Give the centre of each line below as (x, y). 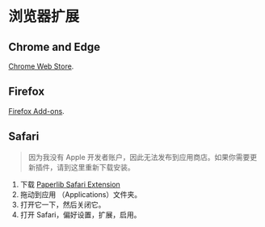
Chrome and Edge (55, 46)
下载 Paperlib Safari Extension (70, 184)
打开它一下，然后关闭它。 (63, 204)
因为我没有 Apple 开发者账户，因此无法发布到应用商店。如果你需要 (139, 157)
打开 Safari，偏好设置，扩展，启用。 (80, 214)
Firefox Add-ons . (36, 111)
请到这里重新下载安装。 (95, 167)
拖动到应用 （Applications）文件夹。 (81, 194)
